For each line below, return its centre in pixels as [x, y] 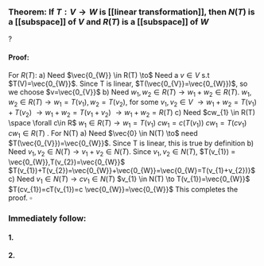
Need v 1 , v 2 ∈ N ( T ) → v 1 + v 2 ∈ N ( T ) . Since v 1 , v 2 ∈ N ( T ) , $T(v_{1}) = [122, 153]
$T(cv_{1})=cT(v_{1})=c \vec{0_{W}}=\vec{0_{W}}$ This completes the [123, 190]
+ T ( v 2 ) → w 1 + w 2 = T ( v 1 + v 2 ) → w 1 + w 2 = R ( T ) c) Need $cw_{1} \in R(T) [132, 114]
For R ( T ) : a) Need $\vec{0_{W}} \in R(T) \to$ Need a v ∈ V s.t [109, 75]
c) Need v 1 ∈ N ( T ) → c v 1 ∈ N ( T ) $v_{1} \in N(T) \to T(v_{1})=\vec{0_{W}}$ [129, 180]
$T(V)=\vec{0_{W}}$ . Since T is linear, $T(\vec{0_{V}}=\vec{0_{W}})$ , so [128, 83]
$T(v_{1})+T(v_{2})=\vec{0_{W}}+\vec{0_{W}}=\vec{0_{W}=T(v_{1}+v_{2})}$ [132, 171]
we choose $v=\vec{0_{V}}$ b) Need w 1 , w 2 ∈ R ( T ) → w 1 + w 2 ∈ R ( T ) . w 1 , [130, 93]
